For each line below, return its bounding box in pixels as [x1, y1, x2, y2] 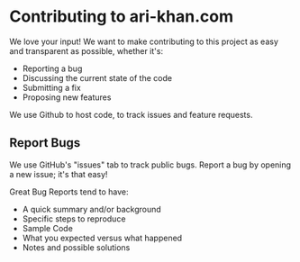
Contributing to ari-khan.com [9, 6, 234, 27]
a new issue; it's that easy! [9, 168, 108, 179]
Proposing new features [22, 92, 112, 103]
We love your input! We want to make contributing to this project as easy [9, 36, 279, 47]
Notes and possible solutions [22, 241, 131, 253]
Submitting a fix [22, 82, 81, 93]
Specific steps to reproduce [22, 213, 126, 224]
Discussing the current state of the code [22, 72, 173, 83]
